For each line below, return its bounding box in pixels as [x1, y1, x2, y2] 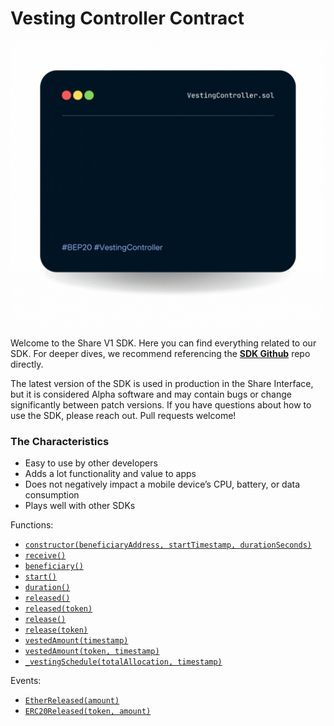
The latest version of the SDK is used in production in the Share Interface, [10, 378, 314, 390]
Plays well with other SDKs [24, 500, 136, 512]
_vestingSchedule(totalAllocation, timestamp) [24, 657, 223, 667]
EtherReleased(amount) [24, 696, 120, 706]
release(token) [24, 625, 89, 636]
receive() [24, 551, 67, 561]
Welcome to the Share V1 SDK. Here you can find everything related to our [10, 337, 317, 349]
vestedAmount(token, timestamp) [24, 647, 160, 657]
